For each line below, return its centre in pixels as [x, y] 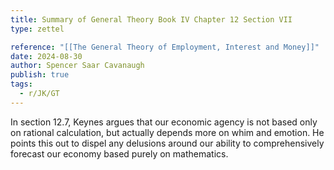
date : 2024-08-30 [46, 56]
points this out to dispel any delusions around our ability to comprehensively [167, 143]
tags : [21, 84]
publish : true [40, 75]
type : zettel [37, 29]
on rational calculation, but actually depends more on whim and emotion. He [167, 132]
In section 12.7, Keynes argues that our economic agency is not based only [164, 122]
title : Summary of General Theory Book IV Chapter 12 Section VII [151, 19]
